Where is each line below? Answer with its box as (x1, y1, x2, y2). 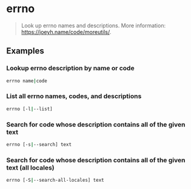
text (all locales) (6, 163, 55, 171)
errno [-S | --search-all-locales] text (6, 177, 104, 184)
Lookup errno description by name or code (6, 64, 135, 73)
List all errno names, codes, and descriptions (6, 92, 142, 101)
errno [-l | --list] (6, 105, 53, 112)
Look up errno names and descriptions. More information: (21, 22, 166, 29)
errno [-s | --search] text (6, 141, 72, 147)
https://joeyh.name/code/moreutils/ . (21, 28, 112, 35)
